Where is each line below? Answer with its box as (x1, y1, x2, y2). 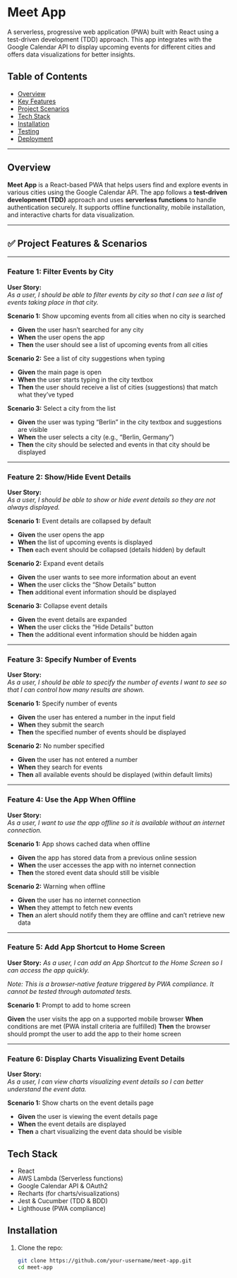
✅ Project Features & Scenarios (7, 238, 148, 250)
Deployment (17, 134, 54, 143)
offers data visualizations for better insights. (7, 50, 135, 59)
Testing (17, 127, 40, 135)
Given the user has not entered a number (17, 756, 138, 764)
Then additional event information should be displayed (17, 587, 176, 596)
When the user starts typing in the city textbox (17, 375, 154, 384)
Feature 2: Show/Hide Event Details (7, 471, 132, 481)
